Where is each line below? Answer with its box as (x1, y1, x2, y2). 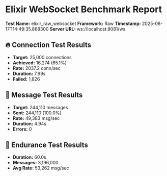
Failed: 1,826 (12, 76, 40, 82)
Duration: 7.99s (12, 70, 46, 77)
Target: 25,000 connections (12, 54, 72, 60)
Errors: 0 (12, 126, 32, 132)
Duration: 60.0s (12, 154, 47, 160)
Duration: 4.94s (12, 120, 47, 127)
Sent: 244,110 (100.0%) (12, 110, 62, 116)
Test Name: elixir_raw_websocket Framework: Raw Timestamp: (5, 20, 141, 27)
